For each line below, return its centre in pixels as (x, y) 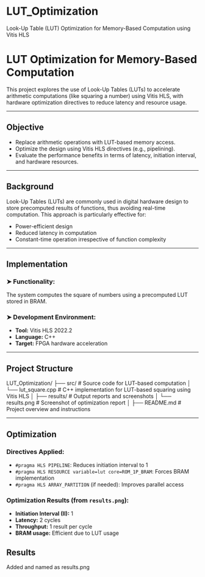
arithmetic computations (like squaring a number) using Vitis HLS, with (95, 95)
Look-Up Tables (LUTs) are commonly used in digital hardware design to (98, 201)
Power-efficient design (44, 226)
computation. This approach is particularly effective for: (76, 214)
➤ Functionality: (31, 281)
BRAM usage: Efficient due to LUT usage (67, 533)
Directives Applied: (35, 452)
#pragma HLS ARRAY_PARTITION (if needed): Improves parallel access (99, 484)
